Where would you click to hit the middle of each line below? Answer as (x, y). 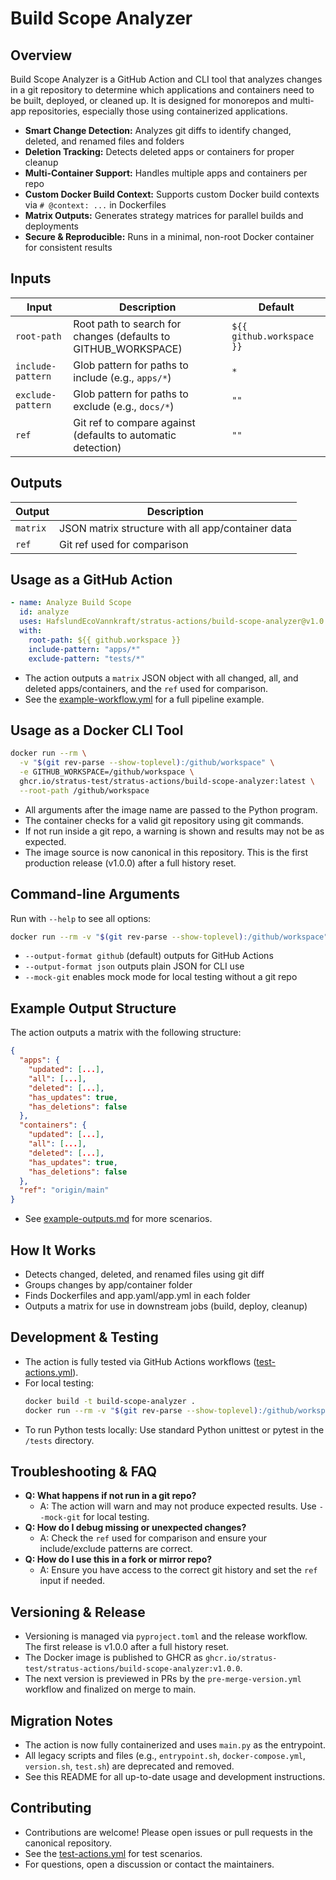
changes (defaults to (122, 336)
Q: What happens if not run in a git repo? (110, 1496)
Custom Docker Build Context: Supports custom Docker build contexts (172, 194)
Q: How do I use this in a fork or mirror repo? (118, 1559)
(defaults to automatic (125, 435)
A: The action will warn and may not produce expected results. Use (178, 1506)
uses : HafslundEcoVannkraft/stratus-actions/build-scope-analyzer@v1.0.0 (176, 622)
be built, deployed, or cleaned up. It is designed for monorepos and (149, 100)
